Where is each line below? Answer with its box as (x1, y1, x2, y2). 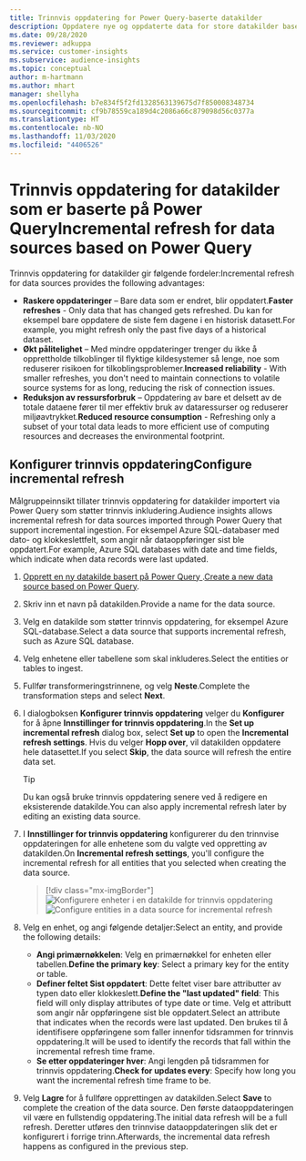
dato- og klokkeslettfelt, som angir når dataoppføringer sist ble (9, 534, 245, 545)
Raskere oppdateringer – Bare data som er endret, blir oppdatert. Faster (22, 295, 293, 306)
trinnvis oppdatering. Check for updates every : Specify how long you (36, 1064, 296, 1075)
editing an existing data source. (22, 810, 141, 821)
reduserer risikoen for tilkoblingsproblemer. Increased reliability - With (22, 362, 287, 373)
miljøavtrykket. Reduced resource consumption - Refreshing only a (22, 411, 276, 422)
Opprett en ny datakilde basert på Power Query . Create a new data (22, 571, 273, 582)
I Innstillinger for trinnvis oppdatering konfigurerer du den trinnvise (22, 828, 280, 839)
